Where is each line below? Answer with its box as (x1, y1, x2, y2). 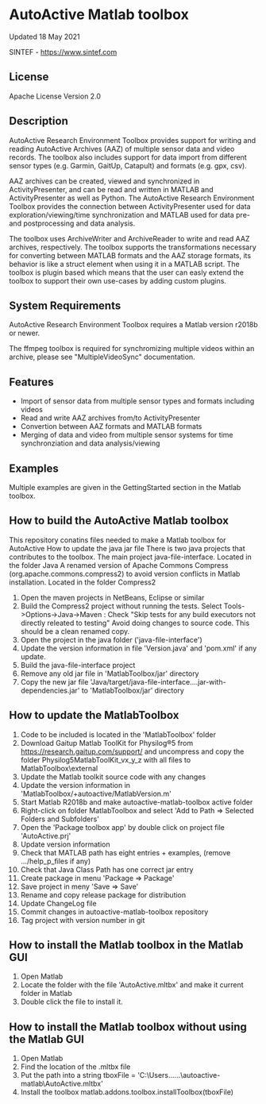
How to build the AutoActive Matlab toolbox (9, 514, 229, 527)
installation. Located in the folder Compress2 (9, 577, 156, 587)
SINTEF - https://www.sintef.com (9, 47, 118, 56)
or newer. (9, 328, 40, 338)
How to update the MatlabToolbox (9, 708, 179, 722)
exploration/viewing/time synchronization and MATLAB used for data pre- (9, 210, 251, 219)
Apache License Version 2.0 (9, 91, 102, 101)
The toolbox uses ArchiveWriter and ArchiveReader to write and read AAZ (9, 234, 250, 243)
